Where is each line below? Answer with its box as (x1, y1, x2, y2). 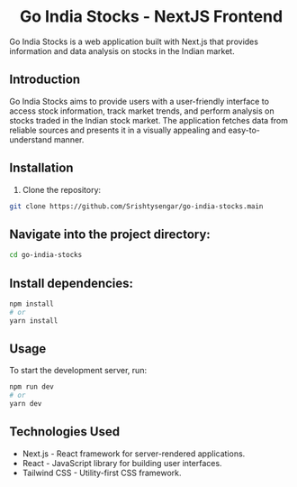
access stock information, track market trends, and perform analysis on (9, 106, 274, 116)
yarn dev (9, 400, 42, 409)
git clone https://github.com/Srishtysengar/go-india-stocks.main (9, 201, 264, 211)
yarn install (9, 316, 58, 326)
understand (9, 133, 52, 145)
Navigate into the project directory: (9, 226, 211, 242)
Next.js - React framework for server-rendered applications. (22, 448, 246, 459)
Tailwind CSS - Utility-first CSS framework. (22, 467, 182, 478)
